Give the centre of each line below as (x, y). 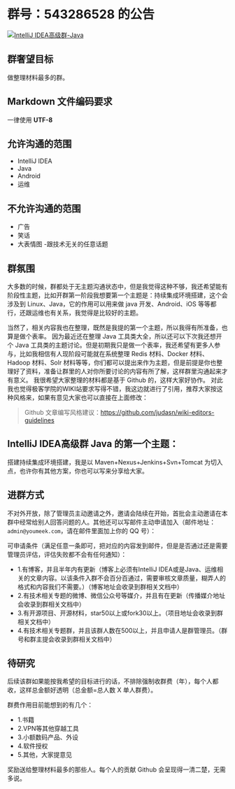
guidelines (39, 420)
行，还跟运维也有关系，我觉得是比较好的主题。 (74, 313)
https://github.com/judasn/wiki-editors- (157, 412)
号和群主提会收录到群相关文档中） (66, 639)
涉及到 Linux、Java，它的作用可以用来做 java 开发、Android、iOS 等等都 (112, 304)
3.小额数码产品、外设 (48, 737)
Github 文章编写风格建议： (63, 412)
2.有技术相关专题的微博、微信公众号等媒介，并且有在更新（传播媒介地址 (121, 595)
